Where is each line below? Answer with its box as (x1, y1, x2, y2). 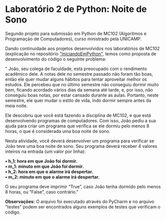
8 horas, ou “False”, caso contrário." (5, 189, 79, 195)
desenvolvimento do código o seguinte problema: (5, 56, 107, 62)
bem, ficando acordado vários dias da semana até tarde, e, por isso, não (5, 87, 153, 93)
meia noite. (5, 103, 28, 109)
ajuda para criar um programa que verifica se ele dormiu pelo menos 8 (5, 123, 150, 129)
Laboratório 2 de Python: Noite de (5, 3, 147, 15)
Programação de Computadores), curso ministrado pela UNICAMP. (5, 36, 142, 42)
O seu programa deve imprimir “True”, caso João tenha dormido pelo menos (5, 183, 161, 190)
